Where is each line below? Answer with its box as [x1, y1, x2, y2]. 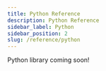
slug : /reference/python [7, 37, 81, 44]
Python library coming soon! [7, 56, 90, 64]
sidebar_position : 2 [7, 30, 69, 37]
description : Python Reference [7, 17, 100, 24]
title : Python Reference [7, 10, 81, 18]
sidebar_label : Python [7, 23, 74, 30]
